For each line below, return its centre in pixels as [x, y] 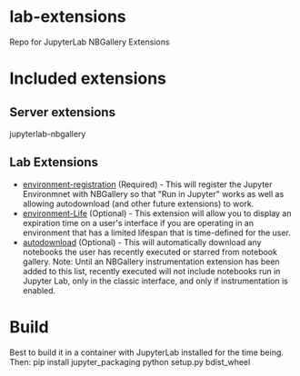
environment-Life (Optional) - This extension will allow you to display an [157, 213]
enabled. [39, 290]
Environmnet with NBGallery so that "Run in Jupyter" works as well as [153, 193]
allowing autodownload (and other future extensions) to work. [138, 203]
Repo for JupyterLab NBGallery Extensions [90, 42]
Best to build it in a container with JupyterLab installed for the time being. [147, 352]
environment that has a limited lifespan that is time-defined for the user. [156, 233]
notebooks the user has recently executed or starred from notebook [150, 252]
